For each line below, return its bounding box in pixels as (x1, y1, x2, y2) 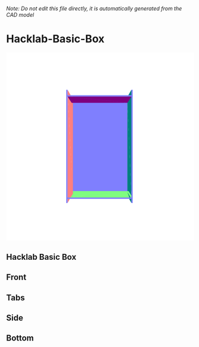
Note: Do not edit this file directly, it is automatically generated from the (6, 5, 182, 12)
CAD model (6, 11, 35, 18)
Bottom (6, 333, 34, 343)
